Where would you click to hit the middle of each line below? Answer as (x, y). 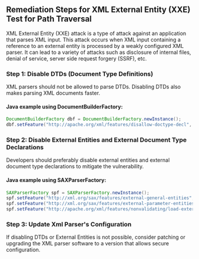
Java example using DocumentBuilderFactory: (65, 107)
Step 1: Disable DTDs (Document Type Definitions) (80, 73)
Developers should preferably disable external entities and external (88, 160)
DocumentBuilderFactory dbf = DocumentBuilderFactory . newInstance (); (94, 119)
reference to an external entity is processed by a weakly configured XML (95, 46)
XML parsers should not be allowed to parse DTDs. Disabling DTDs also (94, 87)
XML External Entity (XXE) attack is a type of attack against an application (96, 33)
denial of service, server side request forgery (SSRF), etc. (76, 58)
